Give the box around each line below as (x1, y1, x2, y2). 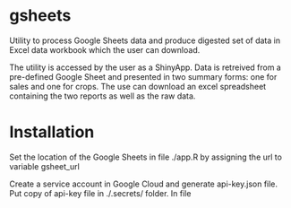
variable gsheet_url (9, 160, 81, 171)
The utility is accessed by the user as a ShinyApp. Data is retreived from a (9, 62, 282, 73)
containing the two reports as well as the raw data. (9, 91, 196, 101)
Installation (9, 122, 95, 143)
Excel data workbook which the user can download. (9, 44, 201, 55)
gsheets (9, 5, 72, 26)
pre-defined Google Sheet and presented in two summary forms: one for (9, 71, 278, 82)
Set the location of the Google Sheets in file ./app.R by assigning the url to (9, 152, 282, 162)
